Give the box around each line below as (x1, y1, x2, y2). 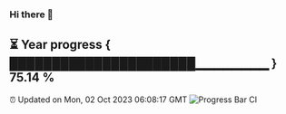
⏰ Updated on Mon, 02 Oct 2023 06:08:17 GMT (9, 94, 188, 105)
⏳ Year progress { (9, 37, 112, 52)
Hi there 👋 (9, 8, 54, 21)
